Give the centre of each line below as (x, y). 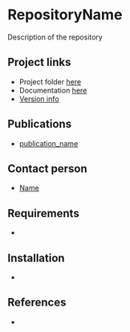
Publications (40, 124)
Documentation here (53, 90)
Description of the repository (55, 37)
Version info (39, 99)
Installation (36, 258)
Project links (39, 62)
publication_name (49, 143)
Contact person (47, 168)
